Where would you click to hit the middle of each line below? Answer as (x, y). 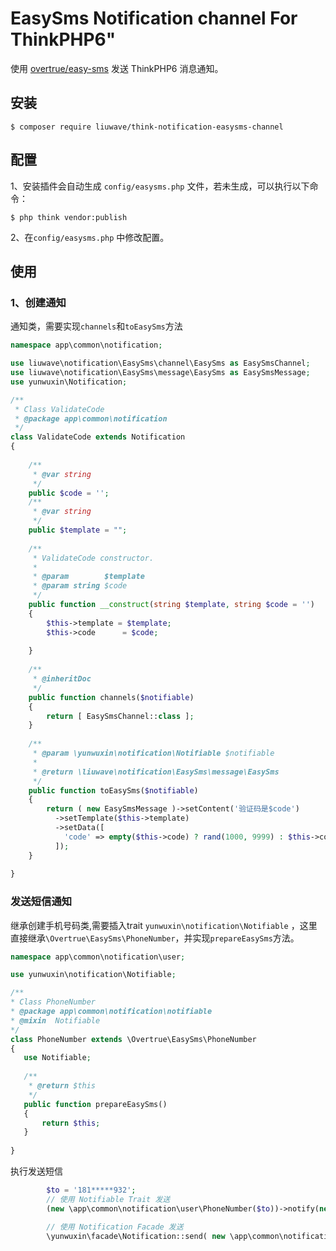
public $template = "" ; (78, 530)
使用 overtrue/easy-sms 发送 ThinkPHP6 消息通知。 (117, 68)
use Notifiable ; (57, 1058)
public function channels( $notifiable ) (111, 697)
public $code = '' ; (69, 493)
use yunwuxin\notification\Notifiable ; (93, 975)
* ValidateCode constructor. (93, 558)
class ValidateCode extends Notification (98, 437)
